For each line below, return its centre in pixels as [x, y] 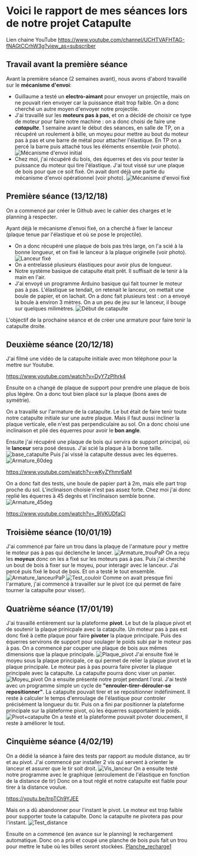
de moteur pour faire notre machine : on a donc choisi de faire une [95, 121]
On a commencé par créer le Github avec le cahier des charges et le [89, 210]
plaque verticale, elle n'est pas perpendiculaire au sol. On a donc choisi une [98, 424]
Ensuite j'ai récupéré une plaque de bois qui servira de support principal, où [98, 442]
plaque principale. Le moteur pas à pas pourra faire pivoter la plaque [89, 667]
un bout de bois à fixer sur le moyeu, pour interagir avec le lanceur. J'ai [92, 565]
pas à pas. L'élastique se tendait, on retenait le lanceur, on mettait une [99, 289]
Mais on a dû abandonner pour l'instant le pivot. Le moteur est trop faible [95, 810]
